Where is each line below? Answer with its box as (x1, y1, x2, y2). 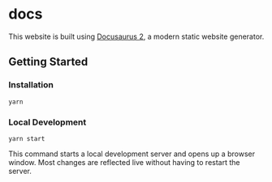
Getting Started (8, 55, 89, 69)
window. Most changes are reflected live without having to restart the (8, 157, 240, 167)
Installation (8, 79, 54, 91)
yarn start (8, 134, 45, 142)
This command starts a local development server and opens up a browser (8, 149, 256, 159)
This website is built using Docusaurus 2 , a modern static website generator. (8, 32, 265, 41)
